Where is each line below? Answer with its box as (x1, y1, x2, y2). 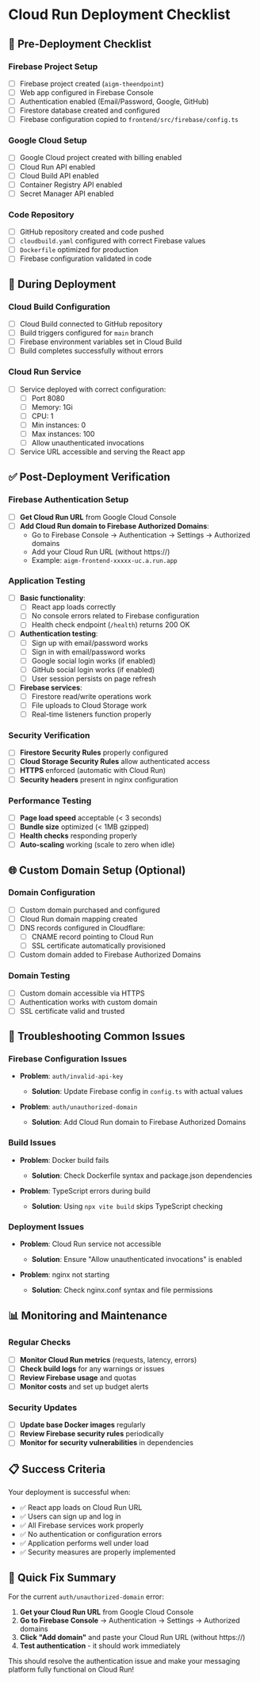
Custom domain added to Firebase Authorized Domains (19, 950, 201, 960)
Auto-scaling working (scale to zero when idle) (19, 840, 175, 850)
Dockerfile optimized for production (19, 245, 139, 254)
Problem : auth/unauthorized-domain (19, 1102, 138, 1111)
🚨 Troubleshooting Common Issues (8, 1030, 185, 1043)
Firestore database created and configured (19, 105, 160, 116)
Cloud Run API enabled (19, 162, 96, 171)
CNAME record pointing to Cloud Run (31, 932, 154, 942)
